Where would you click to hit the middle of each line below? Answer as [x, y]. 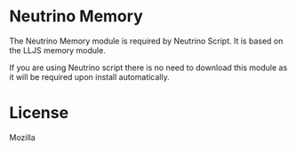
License [39, 113]
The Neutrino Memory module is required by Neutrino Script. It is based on [146, 41]
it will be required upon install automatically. [90, 76]
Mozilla [22, 137]
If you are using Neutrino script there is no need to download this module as [148, 67]
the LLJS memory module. [58, 50]
